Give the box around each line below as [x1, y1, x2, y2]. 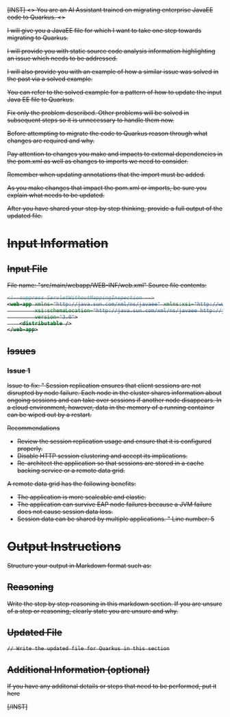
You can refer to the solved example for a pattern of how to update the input [7, 89, 222, 96]
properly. [16, 444, 43, 452]
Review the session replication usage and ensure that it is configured [16, 437, 212, 445]
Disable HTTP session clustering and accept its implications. [16, 451, 188, 460]
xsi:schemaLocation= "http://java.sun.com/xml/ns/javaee [34, 307, 197, 314]
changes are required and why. [7, 137, 95, 145]
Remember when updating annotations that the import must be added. [7, 171, 205, 178]
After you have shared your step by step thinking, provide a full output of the [7, 204, 223, 212]
